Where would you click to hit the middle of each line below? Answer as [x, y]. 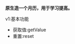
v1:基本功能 [17, 19]
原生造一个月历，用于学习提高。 [39, 8]
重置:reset [23, 36]
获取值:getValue [29, 30]
